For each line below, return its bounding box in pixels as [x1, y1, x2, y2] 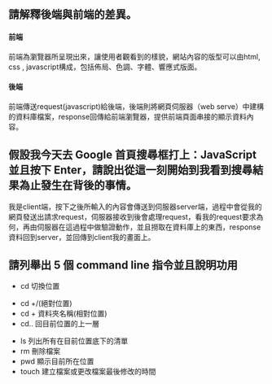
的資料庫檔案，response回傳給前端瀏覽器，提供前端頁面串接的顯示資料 [8, 111, 247, 121]
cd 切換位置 [20, 281, 60, 291]
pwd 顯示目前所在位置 [20, 356, 94, 366]
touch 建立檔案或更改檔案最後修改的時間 [20, 367, 156, 377]
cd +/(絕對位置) [20, 299, 72, 308]
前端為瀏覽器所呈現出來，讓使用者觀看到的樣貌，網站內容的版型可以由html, [8, 51, 261, 61]
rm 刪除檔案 [20, 347, 61, 356]
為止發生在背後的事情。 [19, 178, 137, 193]
